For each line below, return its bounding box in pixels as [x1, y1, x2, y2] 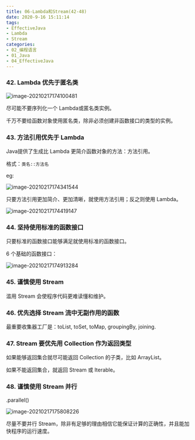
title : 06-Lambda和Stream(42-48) [6, 8, 87, 15]
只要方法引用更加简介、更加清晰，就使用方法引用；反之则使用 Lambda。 [6, 196, 181, 203]
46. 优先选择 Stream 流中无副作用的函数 [6, 308, 119, 317]
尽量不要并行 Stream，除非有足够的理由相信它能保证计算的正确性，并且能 [6, 420, 184, 427]
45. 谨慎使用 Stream [6, 278, 64, 286]
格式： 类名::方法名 [6, 160, 49, 168]
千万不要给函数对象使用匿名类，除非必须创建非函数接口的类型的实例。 [6, 117, 176, 124]
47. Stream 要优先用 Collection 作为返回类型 [6, 339, 132, 347]
